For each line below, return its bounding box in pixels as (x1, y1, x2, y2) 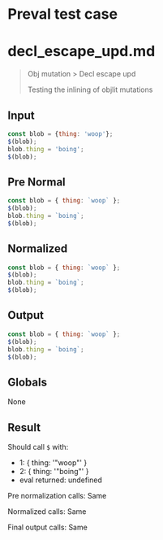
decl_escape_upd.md (7, 42, 156, 61)
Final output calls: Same (7, 522, 88, 532)
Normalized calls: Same (7, 507, 87, 516)
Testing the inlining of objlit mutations (27, 85, 153, 94)
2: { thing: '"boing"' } (19, 467, 89, 476)
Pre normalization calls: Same (7, 491, 107, 500)
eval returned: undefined (19, 475, 103, 485)
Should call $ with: (7, 442, 69, 451)
